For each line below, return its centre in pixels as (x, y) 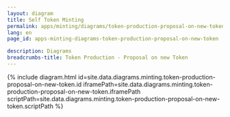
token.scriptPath (30, 106)
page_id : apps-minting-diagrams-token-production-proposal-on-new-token (113, 39)
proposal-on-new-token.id (44, 84)
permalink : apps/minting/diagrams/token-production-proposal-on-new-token (116, 26)
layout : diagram (30, 13)
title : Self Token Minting (46, 20)
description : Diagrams (39, 51)
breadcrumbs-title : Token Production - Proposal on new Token (98, 58)
